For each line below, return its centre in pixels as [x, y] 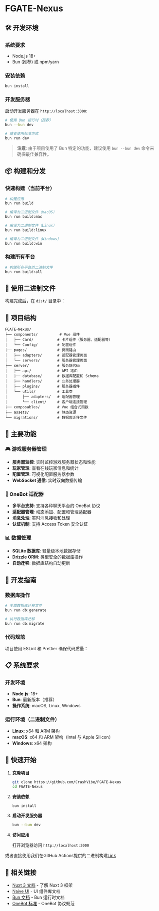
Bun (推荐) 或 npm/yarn [35, 62]
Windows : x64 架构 [32, 743]
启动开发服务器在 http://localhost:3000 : [46, 111]
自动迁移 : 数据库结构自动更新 [41, 563]
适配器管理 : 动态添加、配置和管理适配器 [52, 512]
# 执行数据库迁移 [20, 619]
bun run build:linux [26, 230]
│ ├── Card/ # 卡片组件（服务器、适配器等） [59, 340]
